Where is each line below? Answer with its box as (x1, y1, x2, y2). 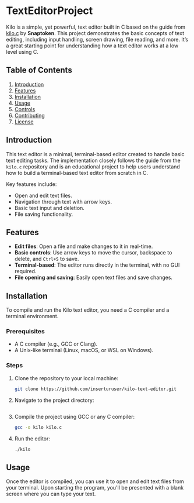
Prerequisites (6, 328, 45, 336)
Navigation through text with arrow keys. (14, 198, 112, 205)
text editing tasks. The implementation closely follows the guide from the (6, 157, 181, 164)
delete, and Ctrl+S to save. (14, 256, 79, 263)
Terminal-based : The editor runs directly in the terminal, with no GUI (14, 261, 180, 268)
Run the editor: (14, 435, 51, 442)
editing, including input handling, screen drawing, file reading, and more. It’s (6, 36, 189, 43)
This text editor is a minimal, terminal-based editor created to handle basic (6, 150, 185, 157)
